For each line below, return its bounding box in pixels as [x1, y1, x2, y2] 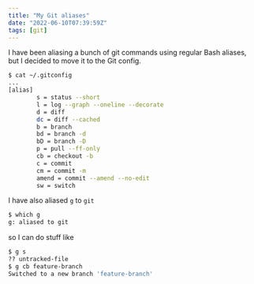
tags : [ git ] [8, 26, 47, 34]
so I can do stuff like [8, 233, 74, 242]
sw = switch [36, 181, 77, 189]
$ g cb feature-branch [8, 262, 83, 271]
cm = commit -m [36, 166, 87, 174]
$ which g [8, 211, 41, 219]
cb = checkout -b [36, 152, 93, 160]
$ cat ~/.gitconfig [8, 72, 73, 80]
